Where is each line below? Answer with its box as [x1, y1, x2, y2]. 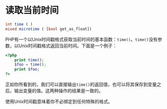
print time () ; [14, 57, 44, 62]
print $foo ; [14, 67, 40, 72]
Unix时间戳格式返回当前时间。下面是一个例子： [18, 43, 117, 49]
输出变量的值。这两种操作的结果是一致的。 [14, 88, 103, 94]
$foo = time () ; [14, 62, 47, 67]
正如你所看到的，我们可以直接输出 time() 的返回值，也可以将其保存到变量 [5, 82, 157, 88]
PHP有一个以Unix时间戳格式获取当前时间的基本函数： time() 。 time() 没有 [5, 36, 158, 42]
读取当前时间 [5, 5, 59, 16]
